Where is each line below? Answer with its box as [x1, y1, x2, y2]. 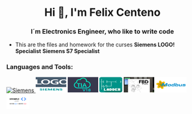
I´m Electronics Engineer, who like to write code [30, 27, 174, 36]
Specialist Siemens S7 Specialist [15, 48, 100, 55]
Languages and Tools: [6, 63, 73, 71]
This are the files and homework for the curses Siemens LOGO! [15, 41, 175, 48]
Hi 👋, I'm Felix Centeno [44, 5, 161, 20]
